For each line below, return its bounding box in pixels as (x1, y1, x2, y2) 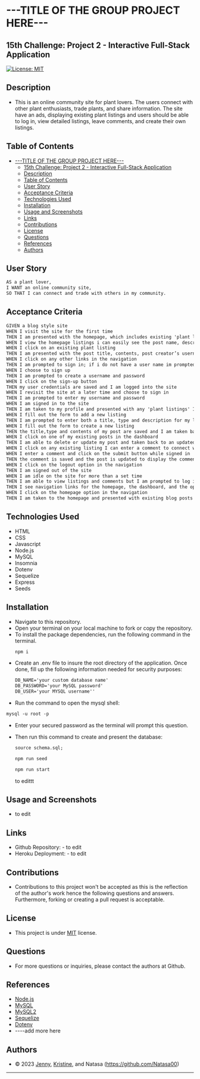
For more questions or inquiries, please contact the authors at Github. (14, 962, 186, 970)
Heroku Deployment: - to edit (14, 850, 87, 857)
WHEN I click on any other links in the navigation (6, 356, 137, 362)
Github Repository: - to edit (14, 844, 82, 851)
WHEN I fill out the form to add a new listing (6, 412, 127, 417)
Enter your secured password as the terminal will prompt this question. (14, 721, 189, 729)
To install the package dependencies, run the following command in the (14, 630, 190, 638)
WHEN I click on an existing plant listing (6, 345, 116, 351)
